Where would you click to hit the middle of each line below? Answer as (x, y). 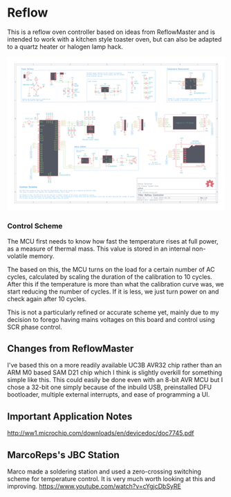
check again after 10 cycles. (47, 298)
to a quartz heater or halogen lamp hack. (65, 46)
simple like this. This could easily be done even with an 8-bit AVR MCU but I (115, 380)
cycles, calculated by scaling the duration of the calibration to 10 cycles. (110, 277)
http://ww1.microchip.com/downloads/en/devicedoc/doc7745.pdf (101, 433)
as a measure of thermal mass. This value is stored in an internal (99, 248)
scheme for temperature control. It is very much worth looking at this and (111, 479)
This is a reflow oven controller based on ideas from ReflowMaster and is (111, 32)
